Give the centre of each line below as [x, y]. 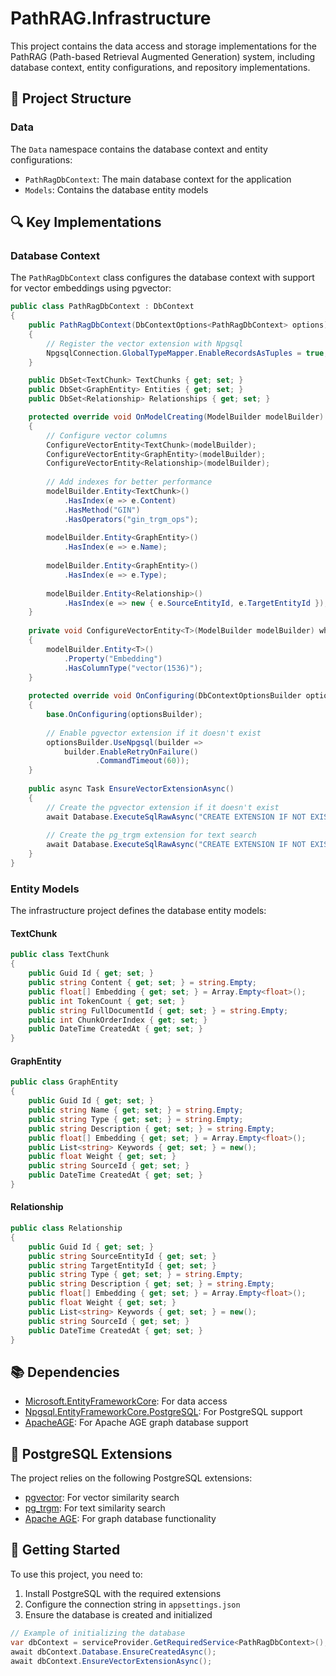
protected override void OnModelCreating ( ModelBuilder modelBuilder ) [176, 417]
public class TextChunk [60, 955]
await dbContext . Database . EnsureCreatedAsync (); [113, 1652]
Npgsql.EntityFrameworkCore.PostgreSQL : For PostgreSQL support [163, 1412]
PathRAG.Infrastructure [111, 18]
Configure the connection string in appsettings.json [132, 1604]
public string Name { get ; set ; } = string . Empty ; [136, 1110]
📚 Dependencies [65, 1372]
